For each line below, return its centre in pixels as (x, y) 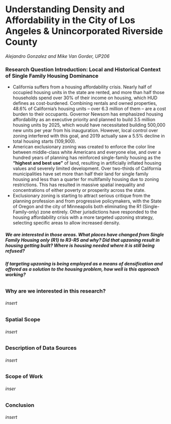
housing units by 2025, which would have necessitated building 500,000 (89, 125)
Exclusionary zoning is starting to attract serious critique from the (81, 196)
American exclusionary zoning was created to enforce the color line (84, 147)
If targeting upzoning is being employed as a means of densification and (84, 264)
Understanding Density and (65, 9)
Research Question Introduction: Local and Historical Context (83, 69)
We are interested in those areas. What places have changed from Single (85, 234)
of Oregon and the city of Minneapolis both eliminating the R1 (77, 207)
